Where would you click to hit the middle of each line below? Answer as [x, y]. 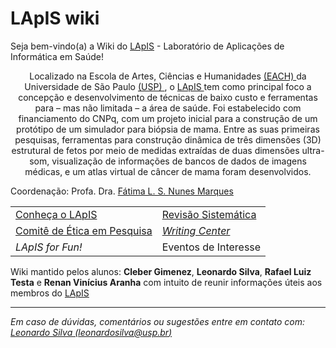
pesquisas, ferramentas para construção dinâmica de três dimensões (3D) [168, 139]
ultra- [313, 150]
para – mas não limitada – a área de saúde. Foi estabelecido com [168, 108]
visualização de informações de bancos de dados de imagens [179, 161]
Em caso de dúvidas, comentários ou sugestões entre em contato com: [157, 321]
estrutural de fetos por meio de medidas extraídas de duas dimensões [155, 150]
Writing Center [196, 230]
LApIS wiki [55, 18]
